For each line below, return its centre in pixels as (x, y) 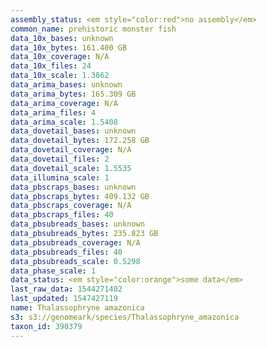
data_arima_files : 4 (53, 112)
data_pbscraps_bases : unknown (73, 187)
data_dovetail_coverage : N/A (71, 150)
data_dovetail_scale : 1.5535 (71, 168)
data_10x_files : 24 (51, 66)
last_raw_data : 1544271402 (66, 289)
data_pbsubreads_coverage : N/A (75, 242)
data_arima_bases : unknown (66, 85)
